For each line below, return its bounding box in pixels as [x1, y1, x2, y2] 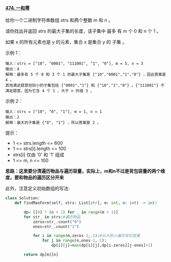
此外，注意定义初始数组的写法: [5, 185, 70, 192]
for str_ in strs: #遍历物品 [24, 214, 81, 219]
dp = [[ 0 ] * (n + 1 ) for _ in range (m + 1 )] [24, 210, 118, 215]
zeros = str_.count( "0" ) [32, 219, 82, 224]
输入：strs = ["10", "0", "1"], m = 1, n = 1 [5, 109, 102, 115]
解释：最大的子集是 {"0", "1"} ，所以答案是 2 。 [5, 120, 101, 125]
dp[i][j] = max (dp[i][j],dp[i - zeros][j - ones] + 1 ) [51, 243, 153, 248]
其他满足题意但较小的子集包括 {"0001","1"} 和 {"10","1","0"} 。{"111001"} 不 [5, 83, 165, 88]
